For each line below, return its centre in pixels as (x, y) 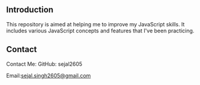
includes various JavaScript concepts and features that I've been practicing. (100, 31)
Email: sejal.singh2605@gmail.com (49, 75)
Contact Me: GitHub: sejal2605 (44, 64)
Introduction (30, 10)
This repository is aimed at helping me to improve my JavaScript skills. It (96, 24)
